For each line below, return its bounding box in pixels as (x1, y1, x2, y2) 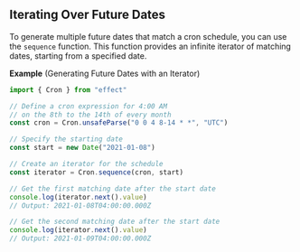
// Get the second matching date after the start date (9, 217, 220, 227)
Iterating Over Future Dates (9, 7, 165, 23)
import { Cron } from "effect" (9, 85, 127, 94)
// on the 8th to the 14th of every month (9, 110, 172, 119)
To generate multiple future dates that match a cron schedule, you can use (9, 31, 287, 42)
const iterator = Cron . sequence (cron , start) (9, 167, 183, 177)
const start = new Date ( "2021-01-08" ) (9, 144, 155, 153)
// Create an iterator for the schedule (9, 160, 164, 169)
